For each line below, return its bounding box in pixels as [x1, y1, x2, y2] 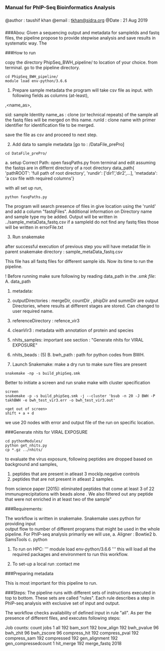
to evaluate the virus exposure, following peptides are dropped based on [5, 456, 153, 462]
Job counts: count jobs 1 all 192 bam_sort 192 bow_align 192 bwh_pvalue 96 [5, 624, 159, 630]
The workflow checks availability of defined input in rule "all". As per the [5, 609, 152, 615]
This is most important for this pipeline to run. [5, 580, 98, 586]
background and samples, [5, 461, 58, 467]
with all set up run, [5, 185, 43, 191]
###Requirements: [5, 505, 43, 511]
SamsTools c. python [5, 536, 48, 542]
